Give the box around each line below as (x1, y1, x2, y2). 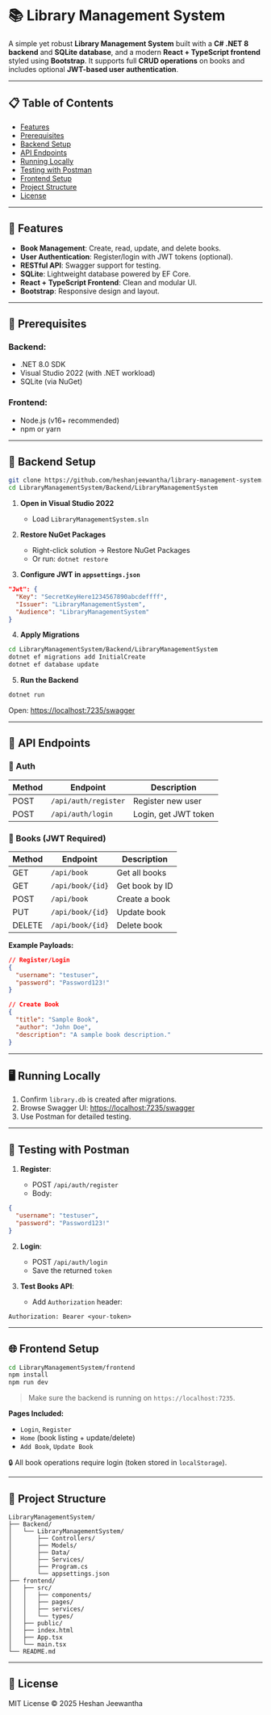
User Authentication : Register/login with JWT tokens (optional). (19, 251, 234, 261)
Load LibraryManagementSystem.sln (31, 514, 149, 524)
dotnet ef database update (8, 660, 99, 669)
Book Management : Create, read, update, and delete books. (19, 243, 222, 253)
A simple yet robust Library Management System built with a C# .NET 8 (8, 38, 249, 48)
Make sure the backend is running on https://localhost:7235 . (27, 1393, 236, 1403)
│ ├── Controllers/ (8, 1534, 95, 1542)
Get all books (116, 866, 167, 878)
